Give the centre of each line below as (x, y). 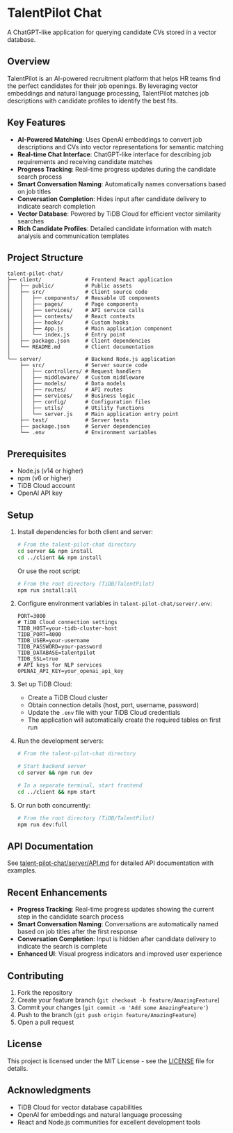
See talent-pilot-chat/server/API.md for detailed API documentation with (111, 863)
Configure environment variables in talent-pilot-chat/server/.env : (114, 603)
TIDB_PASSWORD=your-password (59, 647)
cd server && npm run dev (55, 773)
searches (31, 221)
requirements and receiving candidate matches (85, 161)
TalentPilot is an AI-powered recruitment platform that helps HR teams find (114, 78)
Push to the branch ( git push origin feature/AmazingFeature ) (107, 1014)
